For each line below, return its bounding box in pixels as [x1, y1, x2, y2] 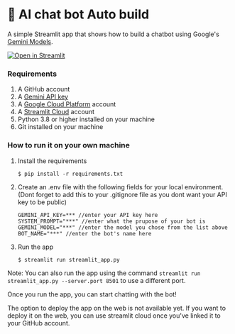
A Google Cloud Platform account [17, 100, 116, 108]
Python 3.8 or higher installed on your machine [17, 115, 155, 123]
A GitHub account [17, 85, 70, 94]
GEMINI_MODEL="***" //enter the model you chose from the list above [17, 223, 229, 231]
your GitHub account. [7, 318, 70, 327]
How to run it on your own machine [7, 140, 130, 150]
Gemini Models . [7, 37, 53, 45]
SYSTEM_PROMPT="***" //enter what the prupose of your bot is [17, 218, 206, 225]
